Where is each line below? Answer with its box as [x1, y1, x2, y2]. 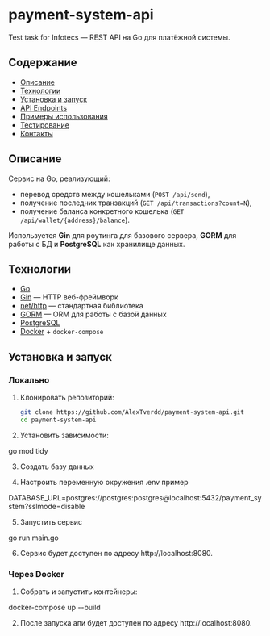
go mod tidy [8, 446, 48, 455]
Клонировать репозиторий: [19, 393, 114, 403]
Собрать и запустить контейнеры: [19, 587, 138, 596]
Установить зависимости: [19, 430, 109, 440]
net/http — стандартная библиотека [19, 301, 143, 311]
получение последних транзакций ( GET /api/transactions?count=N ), [19, 198, 252, 207]
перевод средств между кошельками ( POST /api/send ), [19, 189, 210, 199]
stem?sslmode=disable [8, 501, 85, 511]
